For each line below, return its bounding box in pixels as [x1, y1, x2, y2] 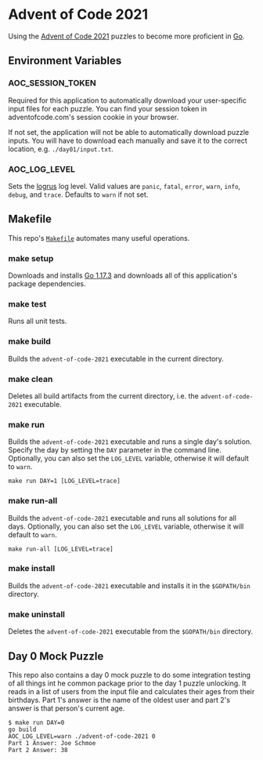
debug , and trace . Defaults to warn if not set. [8, 190, 149, 199]
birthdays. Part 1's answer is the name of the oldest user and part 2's [8, 695, 231, 704]
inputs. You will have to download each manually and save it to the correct [8, 136, 248, 145]
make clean [8, 373, 53, 384]
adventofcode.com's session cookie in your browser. [8, 112, 179, 122]
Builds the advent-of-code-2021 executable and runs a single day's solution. [8, 437, 252, 446]
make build [8, 336, 51, 347]
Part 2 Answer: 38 [8, 746, 68, 754]
